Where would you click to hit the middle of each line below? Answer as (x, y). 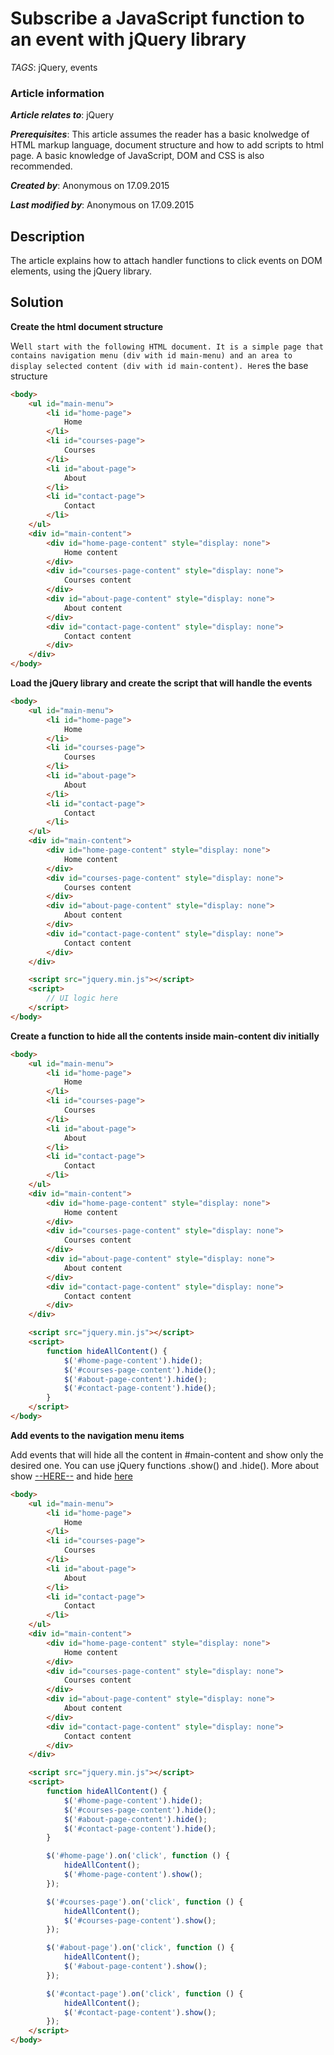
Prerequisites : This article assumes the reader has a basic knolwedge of (160, 134)
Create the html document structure (87, 326)
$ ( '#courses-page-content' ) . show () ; (140, 1920)
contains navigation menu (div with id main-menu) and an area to (151, 355)
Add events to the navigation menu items (97, 1435)
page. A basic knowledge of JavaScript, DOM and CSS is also (137, 156)
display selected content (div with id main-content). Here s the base (159, 365)
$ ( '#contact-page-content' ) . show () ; (140, 2012)
